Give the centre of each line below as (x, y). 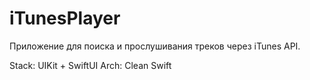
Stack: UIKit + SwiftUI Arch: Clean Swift (90, 65)
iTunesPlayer (65, 18)
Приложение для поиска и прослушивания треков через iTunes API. (155, 46)
